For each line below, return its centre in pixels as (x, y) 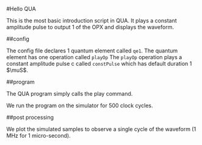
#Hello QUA (21, 9)
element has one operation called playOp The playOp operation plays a (94, 57)
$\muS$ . (17, 70)
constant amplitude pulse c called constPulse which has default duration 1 (99, 64)
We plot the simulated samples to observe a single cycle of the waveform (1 (101, 129)
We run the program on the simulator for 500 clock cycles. (80, 105)
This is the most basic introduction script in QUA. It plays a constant (92, 20)
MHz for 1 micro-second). (39, 136)
